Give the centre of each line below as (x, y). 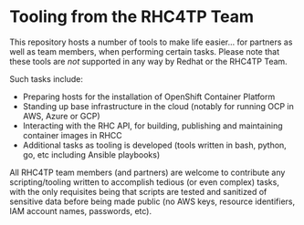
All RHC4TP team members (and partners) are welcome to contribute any (147, 172)
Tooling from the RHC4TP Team (131, 17)
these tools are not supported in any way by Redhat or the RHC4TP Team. (148, 61)
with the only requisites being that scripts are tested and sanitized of (138, 191)
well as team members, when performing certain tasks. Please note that (145, 51)
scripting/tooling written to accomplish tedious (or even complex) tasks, (145, 182)
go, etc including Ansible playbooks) (91, 154)
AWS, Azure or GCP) (61, 116)
